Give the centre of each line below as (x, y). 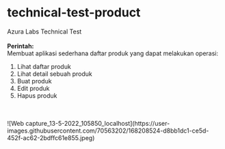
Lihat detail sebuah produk (54, 74)
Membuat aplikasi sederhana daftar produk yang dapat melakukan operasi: (113, 53)
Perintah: (21, 46)
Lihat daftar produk (44, 66)
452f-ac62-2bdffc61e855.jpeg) (51, 137)
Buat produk (35, 81)
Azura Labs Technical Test (44, 31)
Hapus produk (37, 95)
